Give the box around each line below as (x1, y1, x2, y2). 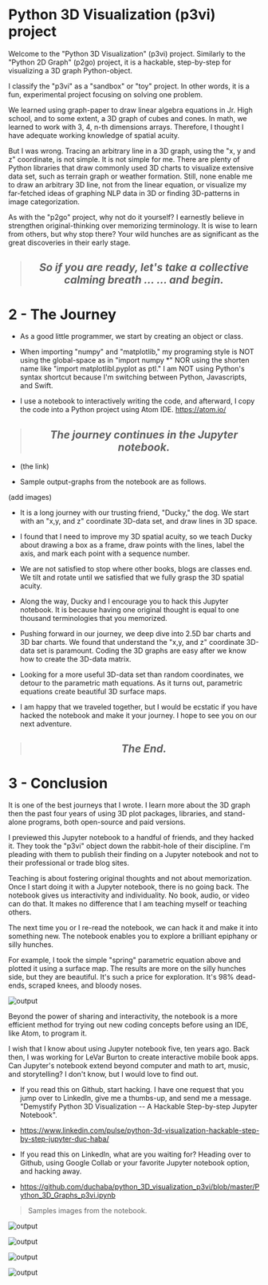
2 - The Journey (8, 305, 117, 324)
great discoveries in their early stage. (8, 238, 131, 247)
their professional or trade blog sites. (8, 859, 130, 868)
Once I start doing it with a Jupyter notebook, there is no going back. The (8, 882, 250, 892)
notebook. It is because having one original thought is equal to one (19, 605, 239, 615)
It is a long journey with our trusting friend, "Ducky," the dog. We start (19, 508, 250, 517)
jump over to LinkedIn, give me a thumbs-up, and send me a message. (19, 1094, 252, 1103)
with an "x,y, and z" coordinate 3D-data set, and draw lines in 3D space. (19, 517, 258, 526)
